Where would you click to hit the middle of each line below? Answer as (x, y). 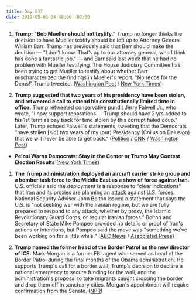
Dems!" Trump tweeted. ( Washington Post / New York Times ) (88, 83)
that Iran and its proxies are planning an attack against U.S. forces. (94, 192)
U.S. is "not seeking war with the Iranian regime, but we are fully (92, 204)
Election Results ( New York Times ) (57, 162)
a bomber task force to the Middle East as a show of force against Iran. (102, 180)
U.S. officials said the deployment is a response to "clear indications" (98, 186)
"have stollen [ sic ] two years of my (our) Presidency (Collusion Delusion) (102, 132)
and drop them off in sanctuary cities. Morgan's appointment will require (102, 284)
